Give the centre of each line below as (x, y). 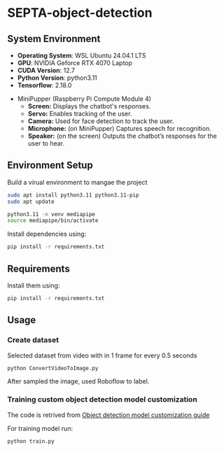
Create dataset (33, 340)
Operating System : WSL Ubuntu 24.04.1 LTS (82, 55)
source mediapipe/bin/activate (53, 221)
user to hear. (46, 143)
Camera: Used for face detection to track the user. (101, 121)
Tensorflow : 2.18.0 (44, 85)
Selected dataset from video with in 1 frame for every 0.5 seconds (102, 355)
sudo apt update (31, 202)
